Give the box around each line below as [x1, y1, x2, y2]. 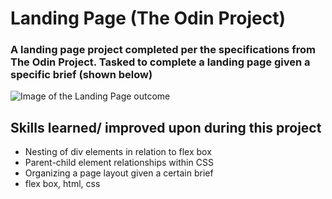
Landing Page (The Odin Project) [10, 7, 287, 30]
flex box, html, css [24, 178, 101, 190]
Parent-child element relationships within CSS [24, 157, 214, 169]
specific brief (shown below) [10, 68, 153, 82]
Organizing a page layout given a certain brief [24, 167, 214, 179]
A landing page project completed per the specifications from [10, 43, 316, 57]
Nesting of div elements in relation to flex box [24, 146, 212, 158]
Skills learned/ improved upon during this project [10, 119, 322, 136]
